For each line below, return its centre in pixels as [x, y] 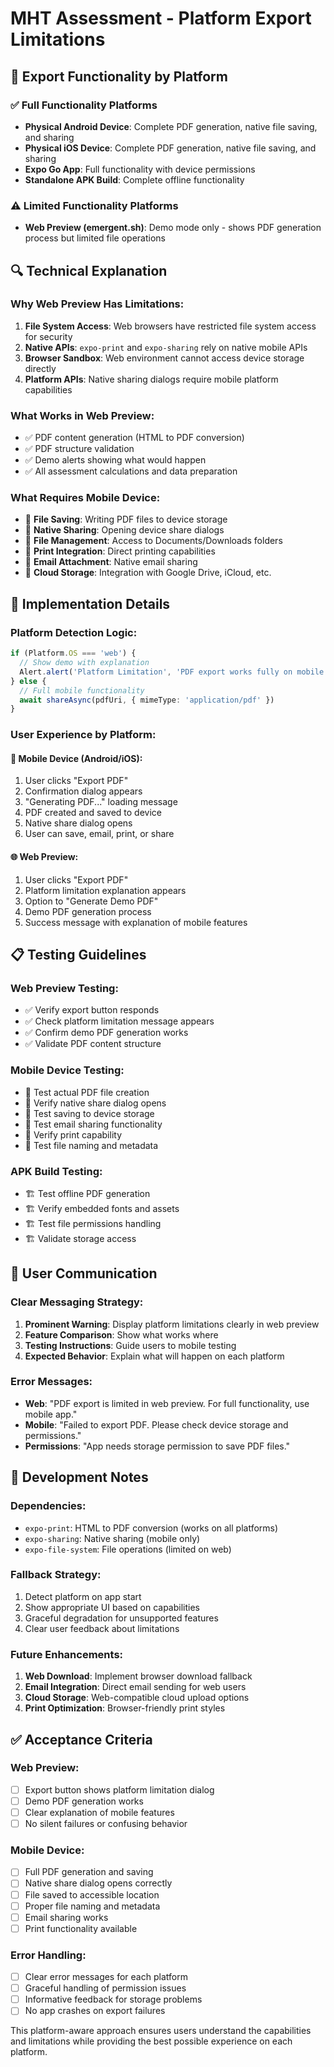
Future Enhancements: [67, 1654]
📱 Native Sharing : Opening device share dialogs [124, 530]
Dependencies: [48, 1506]
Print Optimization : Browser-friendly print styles [125, 1708]
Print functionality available [81, 1928]
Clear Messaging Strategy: [77, 1302]
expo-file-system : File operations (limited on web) [128, 1549]
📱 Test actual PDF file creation [87, 1092]
